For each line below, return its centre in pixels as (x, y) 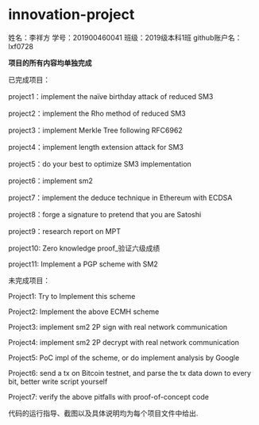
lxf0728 (21, 46)
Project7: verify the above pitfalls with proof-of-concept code (108, 396)
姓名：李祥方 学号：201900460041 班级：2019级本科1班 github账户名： (125, 37)
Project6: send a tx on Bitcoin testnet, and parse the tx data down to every (130, 373)
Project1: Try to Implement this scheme (72, 296)
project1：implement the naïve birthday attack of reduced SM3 (111, 96)
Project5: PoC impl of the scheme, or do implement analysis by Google (124, 358)
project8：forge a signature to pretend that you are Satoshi (105, 214)
